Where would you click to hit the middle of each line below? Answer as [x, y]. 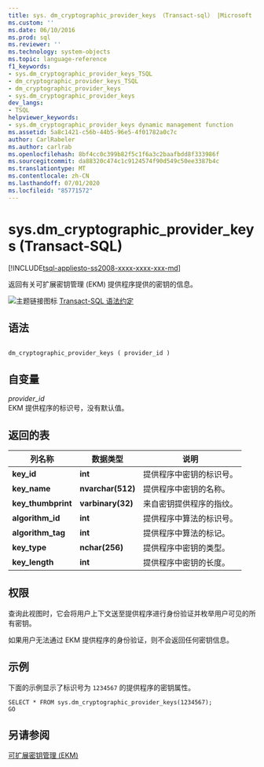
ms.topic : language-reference [58, 60]
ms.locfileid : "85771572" [50, 190]
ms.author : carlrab [40, 147]
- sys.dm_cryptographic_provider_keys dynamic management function [121, 125]
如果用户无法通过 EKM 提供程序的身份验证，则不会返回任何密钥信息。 [121, 640]
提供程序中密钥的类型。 [186, 548]
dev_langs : [26, 103]
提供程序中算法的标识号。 [190, 519]
